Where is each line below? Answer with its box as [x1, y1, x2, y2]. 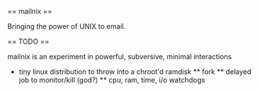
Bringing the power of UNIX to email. [7, 22, 126, 30]
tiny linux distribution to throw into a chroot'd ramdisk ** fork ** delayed [18, 67, 252, 76]
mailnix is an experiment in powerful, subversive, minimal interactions [7, 52, 232, 61]
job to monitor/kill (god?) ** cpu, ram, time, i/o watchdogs [18, 76, 206, 84]
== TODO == [7, 37, 50, 46]
